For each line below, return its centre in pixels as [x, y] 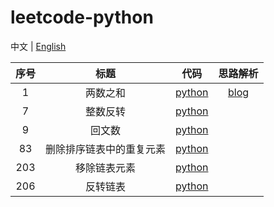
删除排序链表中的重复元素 [106, 149]
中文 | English [38, 46]
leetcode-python [82, 17]
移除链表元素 [106, 168]
